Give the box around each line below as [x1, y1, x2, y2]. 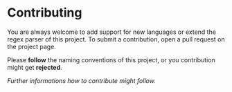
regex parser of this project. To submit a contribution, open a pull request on [7, 35, 225, 43]
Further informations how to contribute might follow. [7, 76, 156, 84]
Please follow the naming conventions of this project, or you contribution [7, 55, 216, 64]
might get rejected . [7, 63, 62, 71]
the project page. [7, 42, 57, 50]
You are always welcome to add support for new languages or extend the [7, 28, 217, 36]
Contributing [7, 5, 82, 21]
